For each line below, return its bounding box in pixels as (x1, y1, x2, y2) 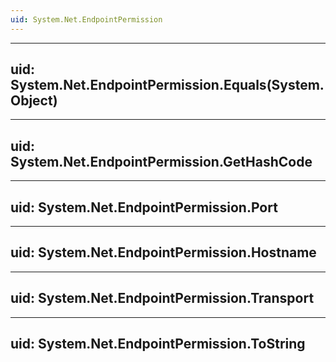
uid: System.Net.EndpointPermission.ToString (10, 336, 306, 353)
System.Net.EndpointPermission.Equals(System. (10, 77, 325, 94)
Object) (10, 92, 58, 110)
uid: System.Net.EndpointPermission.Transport (10, 290, 315, 307)
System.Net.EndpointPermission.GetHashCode (10, 153, 313, 170)
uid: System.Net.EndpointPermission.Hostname (10, 244, 317, 261)
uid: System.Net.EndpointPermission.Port (10, 199, 278, 216)
